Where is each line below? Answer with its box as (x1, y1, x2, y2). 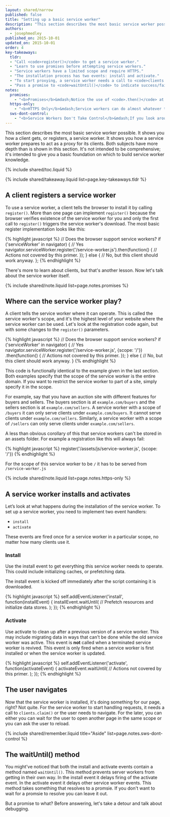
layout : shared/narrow (5, 7, 53, 13)
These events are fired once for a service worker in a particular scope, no (5, 534, 159, 540)
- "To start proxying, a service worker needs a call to (10, 78, 133, 83)
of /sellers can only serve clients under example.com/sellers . (5, 421, 135, 427)
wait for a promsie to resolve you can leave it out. (5, 791, 108, 797)
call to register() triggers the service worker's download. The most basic (5, 220, 160, 227)
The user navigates (5, 685, 67, 694)
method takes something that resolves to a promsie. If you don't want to (5, 785, 155, 791)
